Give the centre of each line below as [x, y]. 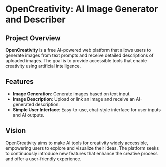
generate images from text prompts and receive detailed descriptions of [79, 55]
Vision [16, 131]
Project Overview [33, 38]
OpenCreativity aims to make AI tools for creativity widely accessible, [77, 143]
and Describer [35, 20]
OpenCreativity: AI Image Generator [82, 9]
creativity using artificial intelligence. [43, 66]
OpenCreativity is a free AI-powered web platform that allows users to [78, 50]
